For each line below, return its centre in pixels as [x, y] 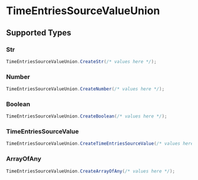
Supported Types [39, 33]
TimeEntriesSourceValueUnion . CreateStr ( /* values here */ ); [82, 61]
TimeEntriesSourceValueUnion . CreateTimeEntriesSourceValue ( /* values [93, 144]
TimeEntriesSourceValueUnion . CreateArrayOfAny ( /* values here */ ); [91, 171]
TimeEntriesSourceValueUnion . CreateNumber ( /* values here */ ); [85, 89]
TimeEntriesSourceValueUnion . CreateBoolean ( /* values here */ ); [87, 116]
